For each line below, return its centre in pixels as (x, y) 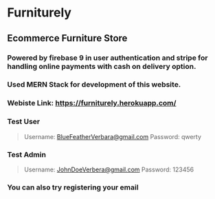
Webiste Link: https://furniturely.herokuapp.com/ (92, 103)
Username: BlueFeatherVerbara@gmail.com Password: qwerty (112, 136)
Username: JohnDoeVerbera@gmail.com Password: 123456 (109, 169)
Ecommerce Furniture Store (67, 38)
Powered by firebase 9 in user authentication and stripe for (107, 58)
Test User (23, 122)
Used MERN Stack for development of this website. (94, 85)
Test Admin (27, 154)
